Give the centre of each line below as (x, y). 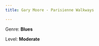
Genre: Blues (19, 29)
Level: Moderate (23, 39)
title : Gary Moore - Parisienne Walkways (50, 10)
